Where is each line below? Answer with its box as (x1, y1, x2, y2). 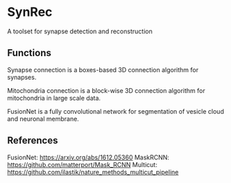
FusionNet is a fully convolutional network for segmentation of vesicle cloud (7, 107, 224, 115)
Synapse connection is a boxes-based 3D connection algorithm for (7, 65, 199, 73)
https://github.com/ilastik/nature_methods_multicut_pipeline (7, 168, 179, 176)
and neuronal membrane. (7, 114, 80, 123)
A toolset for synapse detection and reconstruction (7, 27, 153, 35)
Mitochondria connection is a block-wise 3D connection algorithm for (7, 86, 206, 94)
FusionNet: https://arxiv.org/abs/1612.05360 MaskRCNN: (7, 153, 170, 162)
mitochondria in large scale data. (7, 94, 101, 102)
